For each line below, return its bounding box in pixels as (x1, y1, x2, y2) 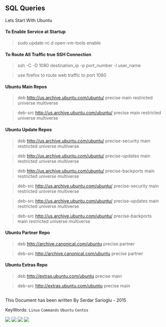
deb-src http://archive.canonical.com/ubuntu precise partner (17, 250, 143, 256)
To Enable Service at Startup (5, 29, 66, 35)
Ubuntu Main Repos (5, 84, 47, 90)
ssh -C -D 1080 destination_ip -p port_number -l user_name (17, 63, 141, 69)
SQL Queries (5, 4, 45, 13)
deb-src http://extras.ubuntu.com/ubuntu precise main (17, 283, 130, 289)
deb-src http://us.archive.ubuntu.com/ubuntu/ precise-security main (17, 183, 159, 189)
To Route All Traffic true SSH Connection (5, 51, 91, 57)
